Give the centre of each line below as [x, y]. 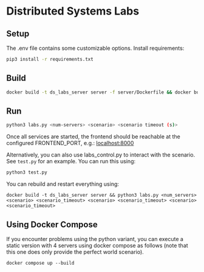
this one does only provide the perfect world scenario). [75, 252]
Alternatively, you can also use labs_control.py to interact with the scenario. [101, 155]
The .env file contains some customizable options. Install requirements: [95, 48]
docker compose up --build [40, 263]
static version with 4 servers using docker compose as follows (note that [97, 245]
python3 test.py [27, 172]
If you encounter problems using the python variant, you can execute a [95, 239]
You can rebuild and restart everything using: [63, 184]
